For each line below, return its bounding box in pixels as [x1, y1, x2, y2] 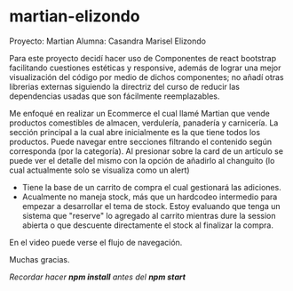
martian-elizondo [9, 6, 140, 27]
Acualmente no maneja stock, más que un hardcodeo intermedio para [21, 191, 278, 202]
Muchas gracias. [9, 254, 70, 264]
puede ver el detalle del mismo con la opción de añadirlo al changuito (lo [9, 155, 275, 166]
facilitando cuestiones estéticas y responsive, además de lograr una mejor [9, 62, 281, 73]
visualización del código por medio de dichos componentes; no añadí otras [9, 71, 284, 82]
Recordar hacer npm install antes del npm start [9, 271, 186, 282]
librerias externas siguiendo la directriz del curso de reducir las [9, 81, 240, 92]
